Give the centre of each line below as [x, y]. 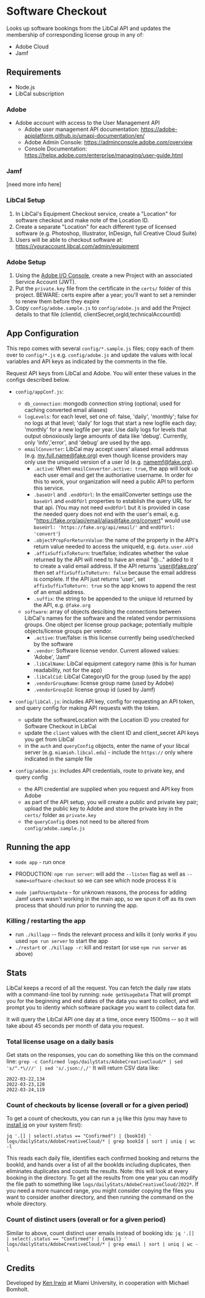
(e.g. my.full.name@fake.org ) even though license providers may [106, 455]
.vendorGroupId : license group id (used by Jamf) [94, 689]
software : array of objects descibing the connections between [103, 611]
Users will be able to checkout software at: [69, 239]
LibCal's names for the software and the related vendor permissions [110, 618]
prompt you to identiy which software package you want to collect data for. [101, 1007]
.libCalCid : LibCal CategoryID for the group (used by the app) [112, 676]
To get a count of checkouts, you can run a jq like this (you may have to [97, 1119]
